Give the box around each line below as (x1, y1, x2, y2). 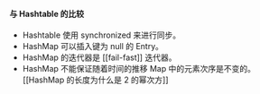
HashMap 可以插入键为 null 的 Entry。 (22, 41, 164, 52)
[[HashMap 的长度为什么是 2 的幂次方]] (22, 74, 169, 85)
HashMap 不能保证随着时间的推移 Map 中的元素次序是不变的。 (22, 64, 255, 74)
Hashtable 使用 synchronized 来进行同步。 (22, 30, 181, 40)
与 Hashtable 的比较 (9, 8, 85, 19)
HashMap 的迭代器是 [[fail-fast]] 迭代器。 (22, 52, 177, 63)
